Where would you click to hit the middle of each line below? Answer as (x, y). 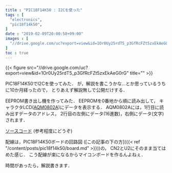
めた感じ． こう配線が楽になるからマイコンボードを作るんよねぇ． (76, 155)
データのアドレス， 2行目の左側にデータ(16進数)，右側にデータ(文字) (91, 114)
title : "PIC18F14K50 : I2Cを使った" (44, 10)
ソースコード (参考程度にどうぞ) (39, 131)
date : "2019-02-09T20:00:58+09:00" (44, 34)
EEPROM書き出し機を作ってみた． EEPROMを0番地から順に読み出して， (82, 101)
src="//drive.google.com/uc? (57, 68)
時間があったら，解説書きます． (39, 165)
